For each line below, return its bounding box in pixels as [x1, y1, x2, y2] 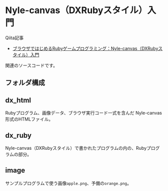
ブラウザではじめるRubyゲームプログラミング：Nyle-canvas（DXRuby [12, 45, 158, 51]
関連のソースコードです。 [5, 62, 58, 68]
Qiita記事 [5, 35, 24, 41]
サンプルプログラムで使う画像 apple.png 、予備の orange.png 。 [5, 180, 132, 186]
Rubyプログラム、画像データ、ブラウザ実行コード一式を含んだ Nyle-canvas [5, 110, 162, 116]
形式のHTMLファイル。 [5, 116, 54, 122]
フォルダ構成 [5, 78, 45, 87]
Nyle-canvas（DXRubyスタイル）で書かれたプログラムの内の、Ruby [5, 145, 147, 151]
